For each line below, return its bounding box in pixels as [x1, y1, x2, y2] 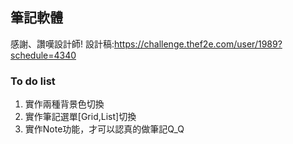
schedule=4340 [10, 49, 77, 61]
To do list [10, 74, 56, 88]
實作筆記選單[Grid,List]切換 [24, 111, 137, 123]
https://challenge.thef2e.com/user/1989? [114, 38, 283, 50]
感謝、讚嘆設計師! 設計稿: [10, 38, 115, 50]
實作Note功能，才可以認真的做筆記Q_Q [24, 123, 185, 135]
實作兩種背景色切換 [24, 98, 105, 110]
